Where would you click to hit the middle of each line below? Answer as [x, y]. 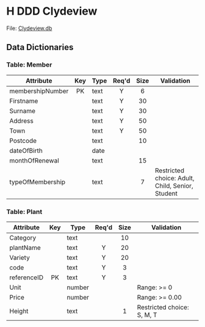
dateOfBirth [26, 150]
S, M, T [147, 315]
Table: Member [29, 65]
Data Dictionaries [40, 47]
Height [19, 311]
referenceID [27, 277]
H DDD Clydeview [52, 11]
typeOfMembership [38, 182]
